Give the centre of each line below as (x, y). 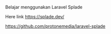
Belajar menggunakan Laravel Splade (44, 7)
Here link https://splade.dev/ (35, 17)
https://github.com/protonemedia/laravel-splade (55, 26)
